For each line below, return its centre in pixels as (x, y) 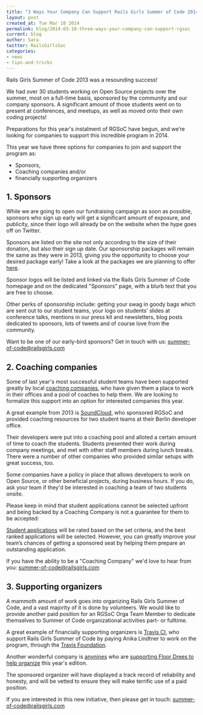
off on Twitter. (24, 231)
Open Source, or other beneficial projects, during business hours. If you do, (100, 481)
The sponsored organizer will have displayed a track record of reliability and (101, 675)
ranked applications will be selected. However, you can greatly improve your (101, 537)
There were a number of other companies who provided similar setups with (100, 456)
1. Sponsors (29, 197)
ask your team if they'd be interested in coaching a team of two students (97, 488)
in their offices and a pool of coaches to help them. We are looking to (92, 395)
